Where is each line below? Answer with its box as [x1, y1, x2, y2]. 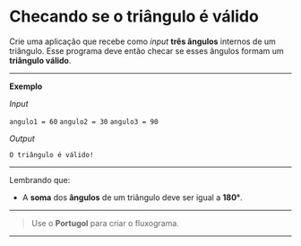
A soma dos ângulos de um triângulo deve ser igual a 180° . [21, 191, 244, 203]
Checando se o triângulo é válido [9, 6, 260, 27]
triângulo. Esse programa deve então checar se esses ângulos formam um [9, 45, 284, 56]
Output [9, 133, 36, 144]
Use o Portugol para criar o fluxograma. [30, 217, 179, 228]
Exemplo [9, 81, 43, 92]
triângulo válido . [9, 55, 72, 66]
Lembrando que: [9, 174, 71, 185]
